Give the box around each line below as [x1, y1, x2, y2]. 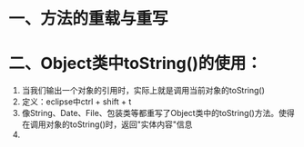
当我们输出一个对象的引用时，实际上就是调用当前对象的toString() [21, 85, 266, 96]
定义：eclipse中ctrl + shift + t [21, 96, 132, 107]
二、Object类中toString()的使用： [8, 54, 263, 73]
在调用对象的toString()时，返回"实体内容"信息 [21, 119, 193, 130]
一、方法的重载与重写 [8, 8, 169, 29]
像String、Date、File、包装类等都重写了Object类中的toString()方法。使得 [21, 108, 295, 119]
